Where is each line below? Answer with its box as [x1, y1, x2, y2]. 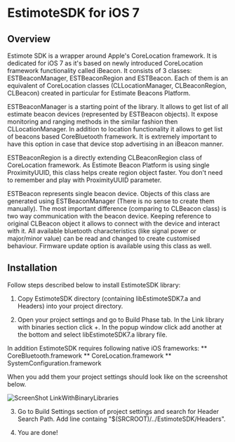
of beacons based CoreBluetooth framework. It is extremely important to [7, 132, 217, 141]
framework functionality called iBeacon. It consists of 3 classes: [7, 67, 192, 74]
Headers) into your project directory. [17, 301, 123, 310]
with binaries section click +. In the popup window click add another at [17, 323, 222, 331]
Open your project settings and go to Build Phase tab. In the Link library [17, 315, 224, 324]
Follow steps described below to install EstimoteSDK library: [7, 280, 181, 289]
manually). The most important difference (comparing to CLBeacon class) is [7, 204, 227, 212]
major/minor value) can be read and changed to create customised [7, 234, 201, 242]
